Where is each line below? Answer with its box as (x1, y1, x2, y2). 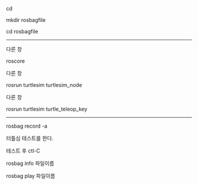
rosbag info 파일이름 (6, 160, 55, 167)
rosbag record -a (6, 122, 48, 129)
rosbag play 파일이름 (6, 173, 55, 179)
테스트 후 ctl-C (6, 147, 41, 154)
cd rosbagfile (6, 28, 38, 35)
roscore (6, 57, 25, 64)
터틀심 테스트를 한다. (6, 135, 54, 141)
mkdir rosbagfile (6, 17, 46, 23)
